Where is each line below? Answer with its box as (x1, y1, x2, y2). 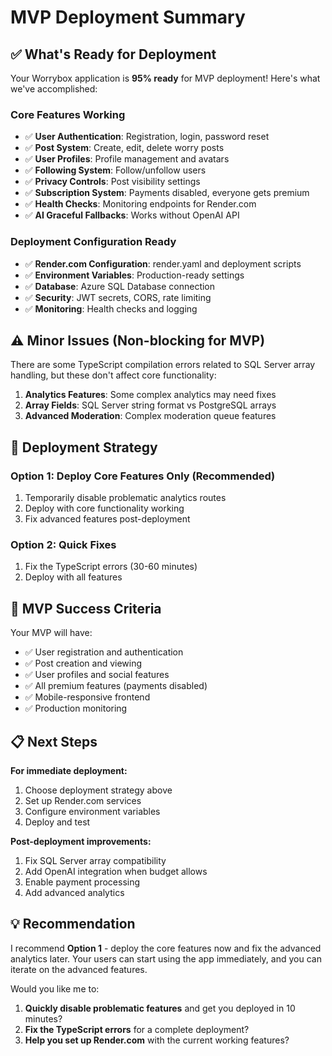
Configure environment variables (24, 806, 161, 818)
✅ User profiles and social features (24, 669, 170, 681)
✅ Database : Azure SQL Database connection (24, 280, 216, 292)
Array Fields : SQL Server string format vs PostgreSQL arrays (24, 399, 277, 411)
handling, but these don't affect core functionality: (10, 369, 217, 381)
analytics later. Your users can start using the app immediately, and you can (10, 952, 322, 965)
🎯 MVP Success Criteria (10, 600, 162, 617)
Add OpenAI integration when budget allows (24, 866, 208, 878)
